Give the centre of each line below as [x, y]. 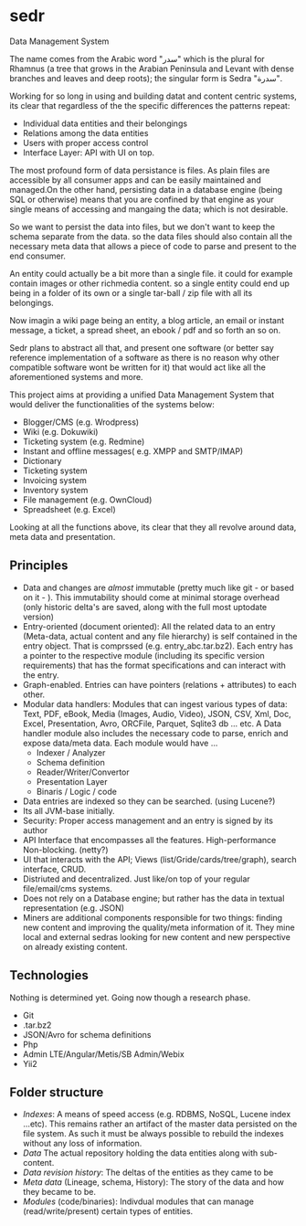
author [35, 830]
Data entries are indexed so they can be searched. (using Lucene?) [149, 801]
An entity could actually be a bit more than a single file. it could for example [152, 273]
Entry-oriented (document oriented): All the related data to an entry [149, 626]
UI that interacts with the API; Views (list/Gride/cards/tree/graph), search [159, 859]
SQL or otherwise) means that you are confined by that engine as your [142, 199]
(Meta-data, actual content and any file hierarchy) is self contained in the [160, 636]
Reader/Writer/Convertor [83, 772]
